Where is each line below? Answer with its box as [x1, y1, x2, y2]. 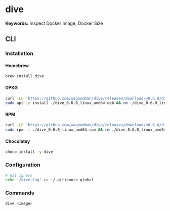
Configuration [5, 162, 40, 169]
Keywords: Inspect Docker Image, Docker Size [5, 20, 103, 26]
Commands [5, 189, 34, 196]
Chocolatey [5, 138, 30, 144]
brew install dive [5, 74, 44, 79]
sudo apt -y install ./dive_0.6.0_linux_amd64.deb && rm [5, 100, 128, 105]
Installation [5, 50, 34, 57]
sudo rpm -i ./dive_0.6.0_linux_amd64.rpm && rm [5, 127, 110, 132]
